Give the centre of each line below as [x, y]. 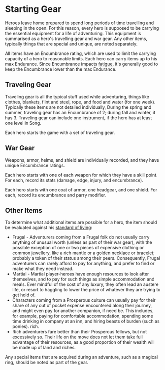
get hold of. [24, 295]
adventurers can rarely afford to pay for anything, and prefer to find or [83, 264]
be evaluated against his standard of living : [49, 228]
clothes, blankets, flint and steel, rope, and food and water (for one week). [80, 102]
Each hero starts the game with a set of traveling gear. [60, 133]
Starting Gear [33, 9]
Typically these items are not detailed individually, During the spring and [78, 107]
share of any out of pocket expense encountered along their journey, [82, 306]
